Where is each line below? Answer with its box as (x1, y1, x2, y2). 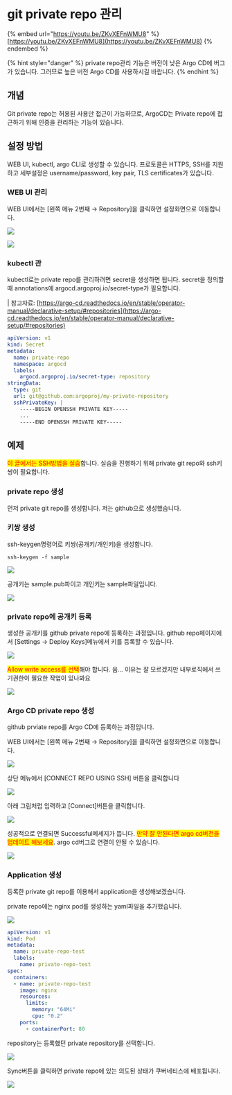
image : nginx (19, 987, 57, 994)
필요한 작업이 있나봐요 (30, 674, 91, 683)
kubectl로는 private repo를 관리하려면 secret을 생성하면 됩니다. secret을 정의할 (7, 275, 224, 284)
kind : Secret (7, 341, 45, 349)
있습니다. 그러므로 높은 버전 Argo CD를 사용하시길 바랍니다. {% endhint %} (14, 67, 220, 76)
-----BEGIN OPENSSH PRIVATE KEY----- (19, 405, 129, 412)
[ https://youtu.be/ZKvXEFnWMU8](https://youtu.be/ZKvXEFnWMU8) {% (7, 37, 213, 45)
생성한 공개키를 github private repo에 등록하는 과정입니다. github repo (7, 629, 199, 638)
